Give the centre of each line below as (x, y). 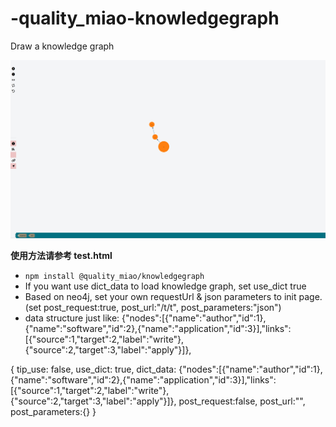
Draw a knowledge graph (62, 46)
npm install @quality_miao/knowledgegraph (114, 276)
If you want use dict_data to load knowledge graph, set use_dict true (165, 286)
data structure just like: (72, 318)
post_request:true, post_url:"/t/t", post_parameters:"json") (162, 307)
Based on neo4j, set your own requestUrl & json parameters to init (160, 296)
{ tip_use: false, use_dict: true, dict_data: (93, 369)
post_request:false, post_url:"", (242, 401)
